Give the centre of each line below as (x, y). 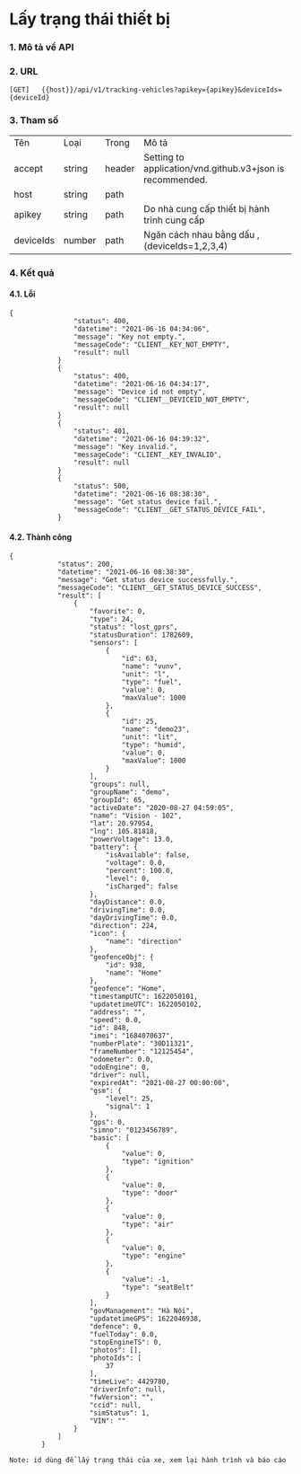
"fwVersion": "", (121, 1398)
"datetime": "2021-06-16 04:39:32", (142, 439)
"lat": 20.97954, (121, 824)
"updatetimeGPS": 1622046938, (146, 1319)
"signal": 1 (128, 1107)
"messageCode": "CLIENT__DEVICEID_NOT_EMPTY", (162, 400)
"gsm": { (106, 1091)
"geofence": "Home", (128, 989)
